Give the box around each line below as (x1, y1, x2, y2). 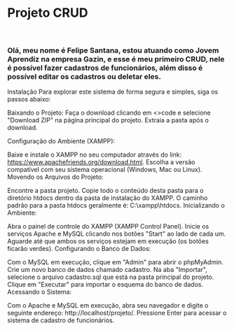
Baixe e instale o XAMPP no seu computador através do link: (7, 150, 182, 159)
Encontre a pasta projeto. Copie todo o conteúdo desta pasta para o (7, 187, 204, 195)
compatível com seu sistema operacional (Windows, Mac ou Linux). (7, 166, 202, 174)
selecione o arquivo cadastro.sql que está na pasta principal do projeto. (7, 273, 214, 281)
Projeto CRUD (7, 5, 88, 21)
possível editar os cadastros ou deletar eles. (7, 71, 161, 81)
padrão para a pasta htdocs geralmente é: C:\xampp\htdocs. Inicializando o (7, 201, 226, 210)
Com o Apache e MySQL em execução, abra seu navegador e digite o (7, 301, 209, 310)
